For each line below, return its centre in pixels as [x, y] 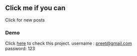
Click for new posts [25, 20]
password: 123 [20, 49]
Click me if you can [35, 8]
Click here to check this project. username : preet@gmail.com [68, 43]
